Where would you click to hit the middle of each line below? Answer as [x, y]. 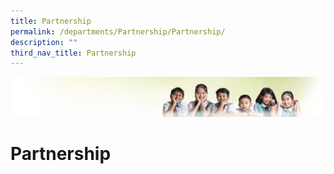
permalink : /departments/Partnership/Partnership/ [118, 31]
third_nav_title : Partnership [73, 53]
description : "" [44, 42]
